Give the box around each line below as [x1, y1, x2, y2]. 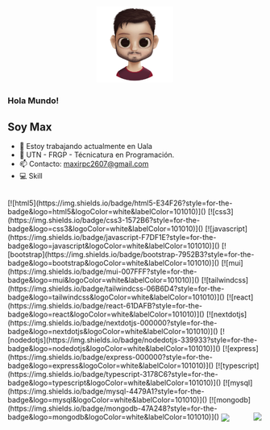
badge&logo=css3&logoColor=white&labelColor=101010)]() [7, 224, 204, 234]
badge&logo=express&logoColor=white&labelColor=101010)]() [7, 361, 214, 370]
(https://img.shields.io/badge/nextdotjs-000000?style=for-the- [7, 317, 218, 328]
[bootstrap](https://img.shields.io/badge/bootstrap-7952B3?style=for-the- [7, 249, 255, 259]
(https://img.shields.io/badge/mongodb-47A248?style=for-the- [7, 403, 218, 413]
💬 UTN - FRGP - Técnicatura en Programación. [19, 150, 175, 159]
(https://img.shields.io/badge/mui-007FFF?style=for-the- [7, 267, 197, 276]
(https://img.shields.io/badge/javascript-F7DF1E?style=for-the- [7, 232, 217, 242]
